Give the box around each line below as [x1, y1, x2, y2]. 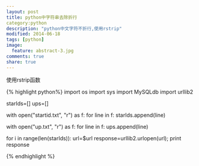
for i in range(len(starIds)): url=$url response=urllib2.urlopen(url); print [6, 134, 182, 141]
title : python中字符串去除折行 [6, 14, 78, 20]
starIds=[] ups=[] [6, 99, 49, 107]
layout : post [6, 8, 39, 15]
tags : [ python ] [6, 37, 44, 43]
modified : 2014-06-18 [6, 31, 61, 37]
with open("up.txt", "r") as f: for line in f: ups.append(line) [6, 123, 148, 130]
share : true [6, 59, 36, 65]
